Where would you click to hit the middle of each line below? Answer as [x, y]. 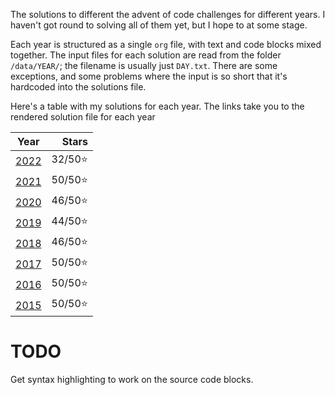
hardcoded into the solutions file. [78, 87]
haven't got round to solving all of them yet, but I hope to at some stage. [159, 25]
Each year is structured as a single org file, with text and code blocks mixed [166, 44]
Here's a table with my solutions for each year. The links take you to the [157, 106]
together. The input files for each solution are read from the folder [146, 55]
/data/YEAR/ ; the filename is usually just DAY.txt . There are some [144, 65]
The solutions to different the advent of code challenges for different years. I [168, 14]
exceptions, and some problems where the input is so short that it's [149, 76]
